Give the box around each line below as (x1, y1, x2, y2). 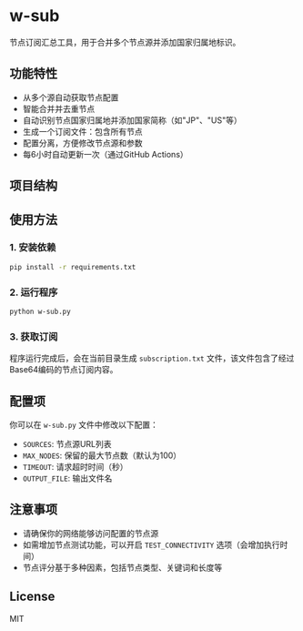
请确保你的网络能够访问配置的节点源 (22, 527, 159, 538)
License (9, 589, 56, 605)
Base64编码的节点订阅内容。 (9, 364, 118, 375)
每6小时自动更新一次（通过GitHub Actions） (22, 148, 188, 159)
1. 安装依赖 (9, 241, 56, 254)
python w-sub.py (9, 307, 71, 316)
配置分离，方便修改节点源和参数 (22, 137, 143, 148)
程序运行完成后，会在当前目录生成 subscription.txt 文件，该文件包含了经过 (9, 352, 295, 364)
